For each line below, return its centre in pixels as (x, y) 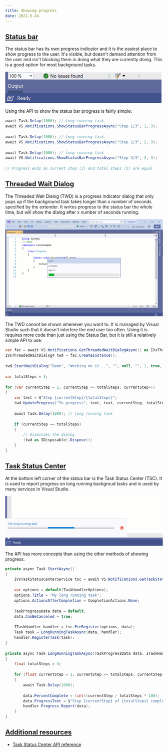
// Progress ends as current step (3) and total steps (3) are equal (79, 169)
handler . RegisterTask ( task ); (44, 638)
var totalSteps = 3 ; (27, 377)
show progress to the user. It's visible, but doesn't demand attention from (81, 54)
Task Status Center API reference (47, 744)
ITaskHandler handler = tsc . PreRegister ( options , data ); (75, 627)
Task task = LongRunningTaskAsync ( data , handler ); (68, 632)
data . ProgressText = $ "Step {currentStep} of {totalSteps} (86, 701)
